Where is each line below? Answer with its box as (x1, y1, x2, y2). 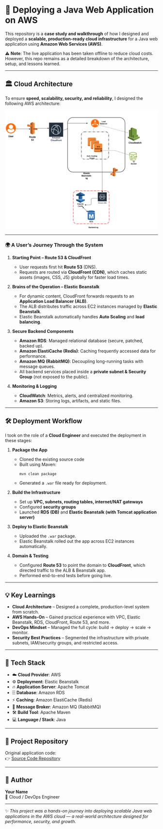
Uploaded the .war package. (19, 533, 77, 539)
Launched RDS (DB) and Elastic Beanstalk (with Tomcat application (19, 509, 157, 515)
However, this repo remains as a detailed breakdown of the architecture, (5, 55, 149, 61)
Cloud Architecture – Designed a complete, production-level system (12, 604, 149, 610)
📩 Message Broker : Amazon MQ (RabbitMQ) (12, 704, 101, 710)
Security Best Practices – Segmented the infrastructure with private (12, 635, 149, 641)
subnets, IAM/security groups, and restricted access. (12, 640, 119, 646)
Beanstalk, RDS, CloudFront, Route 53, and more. (12, 619, 111, 625)
